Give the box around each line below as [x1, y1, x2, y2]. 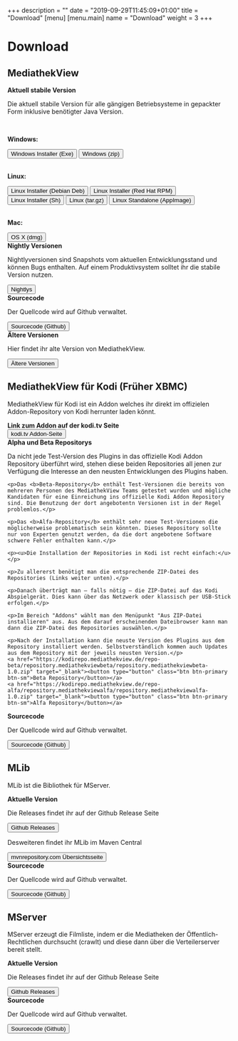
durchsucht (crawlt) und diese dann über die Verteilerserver [43, 938, 219, 946]
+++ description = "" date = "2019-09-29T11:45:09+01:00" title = [7, 6, 199, 14]
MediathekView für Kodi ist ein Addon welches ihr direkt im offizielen [7, 400, 210, 408]
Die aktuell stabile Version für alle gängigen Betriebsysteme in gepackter [7, 100, 221, 108]
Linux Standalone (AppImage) [113, 196, 192, 204]
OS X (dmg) [11, 233, 43, 241]
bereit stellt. [7, 945, 43, 954]
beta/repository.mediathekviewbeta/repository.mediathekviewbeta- [7, 661, 209, 669]
